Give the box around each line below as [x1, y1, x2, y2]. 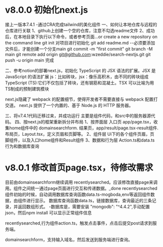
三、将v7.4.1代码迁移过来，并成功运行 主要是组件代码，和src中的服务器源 [5, 113, 151, 119]
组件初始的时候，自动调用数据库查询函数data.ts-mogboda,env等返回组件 [5, 191, 151, 197]
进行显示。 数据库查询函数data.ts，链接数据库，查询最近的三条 [26, 197, 152, 203]
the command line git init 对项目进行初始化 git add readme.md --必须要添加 [5, 40, 155, 45]
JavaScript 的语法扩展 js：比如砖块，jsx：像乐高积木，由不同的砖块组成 [5, 74, 149, 80]
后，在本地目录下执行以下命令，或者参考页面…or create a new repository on [5, 34, 158, 40]
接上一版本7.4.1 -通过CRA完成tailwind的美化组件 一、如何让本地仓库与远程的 [5, 21, 157, 27]
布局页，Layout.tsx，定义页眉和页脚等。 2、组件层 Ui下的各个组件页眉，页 [5, 131, 155, 137]
